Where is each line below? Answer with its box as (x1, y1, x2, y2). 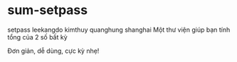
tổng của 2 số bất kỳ (7, 32, 68, 41)
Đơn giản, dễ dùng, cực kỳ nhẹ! (7, 46, 100, 55)
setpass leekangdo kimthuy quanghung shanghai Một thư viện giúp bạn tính (7, 25, 231, 34)
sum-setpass (7, 2, 88, 18)
